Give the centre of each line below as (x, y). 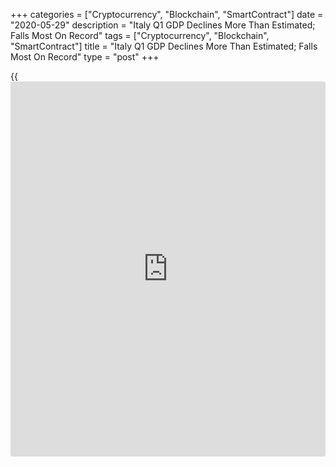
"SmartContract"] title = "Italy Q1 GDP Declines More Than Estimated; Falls (164, 46)
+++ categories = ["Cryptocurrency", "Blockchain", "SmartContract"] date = (167, 14)
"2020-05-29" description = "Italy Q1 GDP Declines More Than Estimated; (163, 25)
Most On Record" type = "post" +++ (85, 57)
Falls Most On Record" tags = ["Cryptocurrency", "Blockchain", (140, 35)
